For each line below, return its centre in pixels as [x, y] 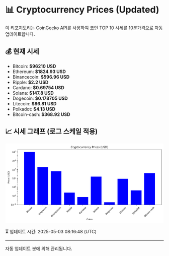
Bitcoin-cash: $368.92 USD [41, 114]
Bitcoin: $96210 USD [34, 66]
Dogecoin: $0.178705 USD [40, 98]
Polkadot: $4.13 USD [34, 109]
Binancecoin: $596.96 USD [41, 77]
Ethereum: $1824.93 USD [39, 72]
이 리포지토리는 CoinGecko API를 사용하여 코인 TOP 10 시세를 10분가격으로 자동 [84, 28]
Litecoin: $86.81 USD [34, 103]
